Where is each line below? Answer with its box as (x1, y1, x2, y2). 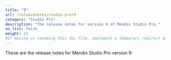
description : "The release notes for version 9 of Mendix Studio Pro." (5, 21, 160, 27)
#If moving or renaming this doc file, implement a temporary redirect (5, 36, 160, 41)
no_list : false (5, 26, 38, 32)
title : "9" (5, 7, 28, 13)
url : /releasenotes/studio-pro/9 (5, 12, 76, 17)
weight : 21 (5, 31, 28, 36)
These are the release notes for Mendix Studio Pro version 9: (5, 49, 133, 56)
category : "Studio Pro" (5, 17, 56, 22)
